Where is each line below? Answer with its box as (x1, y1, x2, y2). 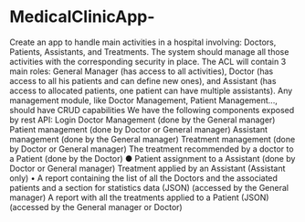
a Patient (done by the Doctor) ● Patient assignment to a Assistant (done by (9, 153, 296, 164)
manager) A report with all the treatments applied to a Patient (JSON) (9, 192, 269, 203)
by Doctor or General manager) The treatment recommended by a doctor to (9, 143, 294, 154)
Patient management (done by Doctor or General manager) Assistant (9, 123, 268, 134)
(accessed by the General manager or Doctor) (9, 201, 183, 212)
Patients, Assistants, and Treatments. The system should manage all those (9, 46, 289, 57)
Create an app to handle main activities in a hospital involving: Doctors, (9, 37, 277, 48)
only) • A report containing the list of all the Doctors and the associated (9, 172, 279, 184)
